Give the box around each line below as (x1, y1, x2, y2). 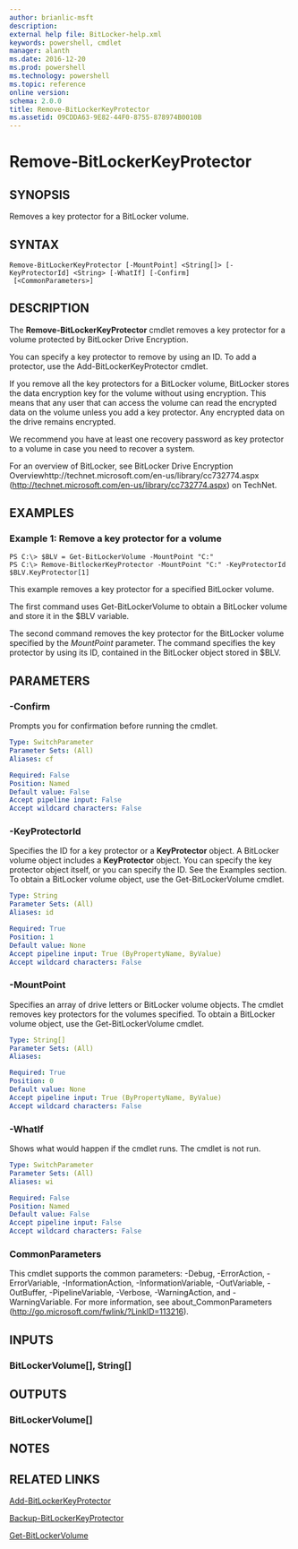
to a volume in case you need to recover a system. (9, 443, 195, 453)
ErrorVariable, (9, 1278, 61, 1288)
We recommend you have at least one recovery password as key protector (9, 434, 285, 444)
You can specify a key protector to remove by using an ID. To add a (9, 351, 257, 362)
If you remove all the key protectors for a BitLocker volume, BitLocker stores (9, 378, 290, 389)
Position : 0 (9, 1077, 54, 1086)
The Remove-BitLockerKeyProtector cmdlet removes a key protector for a (9, 324, 286, 335)
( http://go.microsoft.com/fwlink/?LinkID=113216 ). (9, 1306, 190, 1317)
